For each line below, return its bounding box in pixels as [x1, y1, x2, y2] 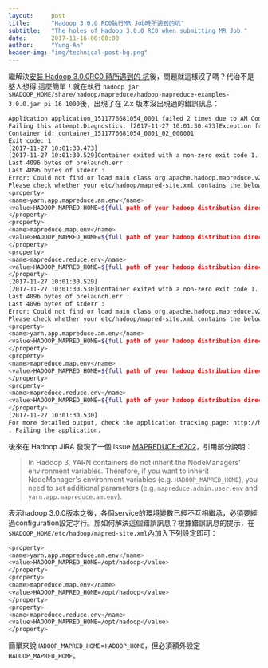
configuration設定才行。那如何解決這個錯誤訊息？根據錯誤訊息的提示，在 [14, 518, 255, 528]
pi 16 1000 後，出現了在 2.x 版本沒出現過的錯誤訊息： [43, 99, 220, 108]
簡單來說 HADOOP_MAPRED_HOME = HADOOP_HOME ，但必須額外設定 [8, 641, 201, 650]
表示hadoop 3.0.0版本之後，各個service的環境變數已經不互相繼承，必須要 [8, 508, 251, 517]
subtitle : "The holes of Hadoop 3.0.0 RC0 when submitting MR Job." [8, 26, 248, 34]
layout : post [8, 11, 66, 20]
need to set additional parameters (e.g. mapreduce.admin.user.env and [27, 483, 258, 492]
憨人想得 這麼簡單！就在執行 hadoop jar [8, 81, 140, 91]
